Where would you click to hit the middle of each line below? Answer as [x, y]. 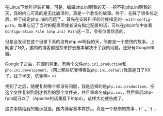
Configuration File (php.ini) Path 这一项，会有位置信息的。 [66, 31]
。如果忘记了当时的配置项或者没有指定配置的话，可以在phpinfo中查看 [83, 25]
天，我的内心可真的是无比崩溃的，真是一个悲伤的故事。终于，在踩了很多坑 [79, 13]
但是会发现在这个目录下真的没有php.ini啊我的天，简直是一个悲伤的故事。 [78, 42]
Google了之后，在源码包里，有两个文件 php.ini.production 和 [66, 64]
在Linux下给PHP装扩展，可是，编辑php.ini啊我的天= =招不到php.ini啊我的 [78, 7]
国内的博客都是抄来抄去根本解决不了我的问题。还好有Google [90, 48]
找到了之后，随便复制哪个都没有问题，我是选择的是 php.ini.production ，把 [80, 86]
